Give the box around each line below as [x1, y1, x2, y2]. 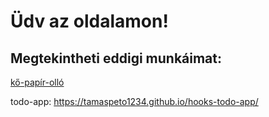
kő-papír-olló [10, 76, 65, 88]
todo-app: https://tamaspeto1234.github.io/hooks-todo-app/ [10, 96, 259, 107]
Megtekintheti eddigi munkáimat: [10, 50, 223, 67]
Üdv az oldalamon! [10, 10, 169, 33]
